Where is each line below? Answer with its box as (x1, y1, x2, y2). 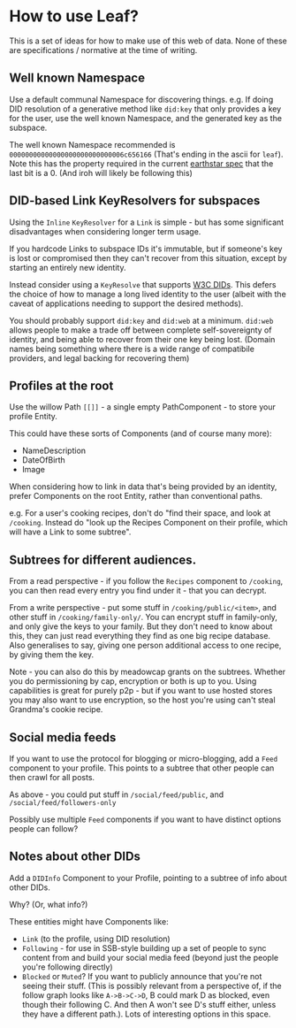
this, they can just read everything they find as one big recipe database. (9, 631, 271, 641)
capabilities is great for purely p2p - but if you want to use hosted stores (9, 686, 273, 696)
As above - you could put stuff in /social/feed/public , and (9, 789, 224, 800)
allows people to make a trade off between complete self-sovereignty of (9, 325, 272, 335)
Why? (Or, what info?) (9, 899, 88, 909)
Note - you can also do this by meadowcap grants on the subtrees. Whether (9, 666, 286, 678)
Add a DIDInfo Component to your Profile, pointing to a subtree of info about (9, 872, 287, 883)
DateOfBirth (21, 455, 66, 465)
